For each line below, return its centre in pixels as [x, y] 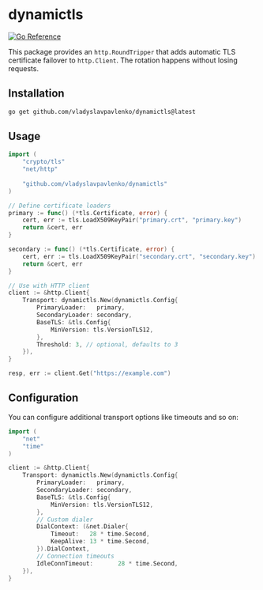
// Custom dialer [65, 520]
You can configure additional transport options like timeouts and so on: [124, 417]
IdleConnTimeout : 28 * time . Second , [107, 563]
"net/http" [40, 169]
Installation [36, 94]
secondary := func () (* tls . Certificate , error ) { [92, 250]
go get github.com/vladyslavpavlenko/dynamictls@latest [102, 112]
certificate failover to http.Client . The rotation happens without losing [123, 60]
